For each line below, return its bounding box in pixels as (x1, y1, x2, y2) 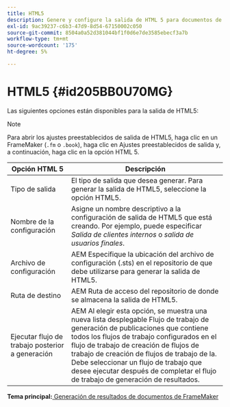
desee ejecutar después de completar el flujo (71, 366, 217, 375)
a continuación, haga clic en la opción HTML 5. (7, 148, 140, 156)
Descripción (125, 164, 166, 174)
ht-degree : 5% (7, 49, 48, 56)
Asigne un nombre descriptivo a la (71, 204, 181, 213)
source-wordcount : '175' (7, 42, 78, 49)
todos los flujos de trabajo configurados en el (71, 332, 217, 341)
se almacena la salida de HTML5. (71, 294, 178, 304)
